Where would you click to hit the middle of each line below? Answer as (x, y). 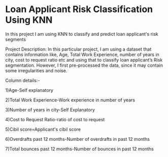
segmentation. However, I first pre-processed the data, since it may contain (84, 65)
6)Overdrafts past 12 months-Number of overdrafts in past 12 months (77, 139)
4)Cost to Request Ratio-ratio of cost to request (55, 119)
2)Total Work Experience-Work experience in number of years (70, 100)
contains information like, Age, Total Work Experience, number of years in (82, 55)
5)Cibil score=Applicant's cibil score (43, 129)
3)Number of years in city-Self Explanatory (50, 110)
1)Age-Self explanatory (29, 90)
